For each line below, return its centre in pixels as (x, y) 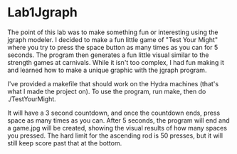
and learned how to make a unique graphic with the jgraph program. (107, 70)
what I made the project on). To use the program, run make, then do (107, 91)
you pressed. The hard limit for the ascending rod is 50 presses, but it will (115, 135)
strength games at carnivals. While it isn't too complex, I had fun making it (116, 62)
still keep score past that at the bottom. (65, 143)
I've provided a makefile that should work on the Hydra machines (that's (113, 83)
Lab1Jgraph (43, 12)
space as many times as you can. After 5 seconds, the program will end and (118, 120)
